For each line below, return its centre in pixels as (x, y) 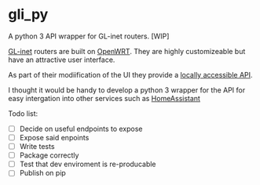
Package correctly (49, 155)
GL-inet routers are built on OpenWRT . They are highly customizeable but (127, 51)
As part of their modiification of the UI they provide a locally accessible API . (130, 74)
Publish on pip (43, 173)
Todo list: (23, 113)
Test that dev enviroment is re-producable (88, 164)
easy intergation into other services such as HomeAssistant (104, 98)
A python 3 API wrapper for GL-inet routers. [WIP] (89, 36)
